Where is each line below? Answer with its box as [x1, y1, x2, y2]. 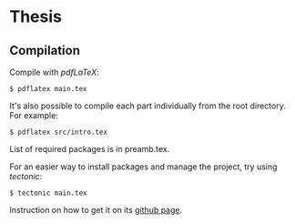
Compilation [9, 43, 80, 58]
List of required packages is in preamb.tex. [9, 144, 170, 154]
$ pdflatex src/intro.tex [9, 127, 107, 137]
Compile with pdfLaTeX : [9, 66, 100, 77]
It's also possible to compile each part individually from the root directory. [9, 100, 287, 111]
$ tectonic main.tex [9, 188, 88, 198]
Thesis [9, 6, 62, 27]
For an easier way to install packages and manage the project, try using [9, 161, 278, 172]
